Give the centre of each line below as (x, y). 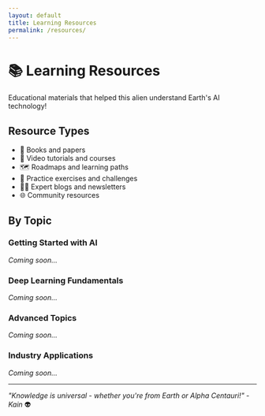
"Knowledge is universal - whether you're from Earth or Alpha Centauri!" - (129, 396)
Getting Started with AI (53, 243)
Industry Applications (50, 355)
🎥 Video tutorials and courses (67, 158)
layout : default (35, 15)
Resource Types (49, 131)
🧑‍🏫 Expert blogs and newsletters (73, 187)
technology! (28, 106)
